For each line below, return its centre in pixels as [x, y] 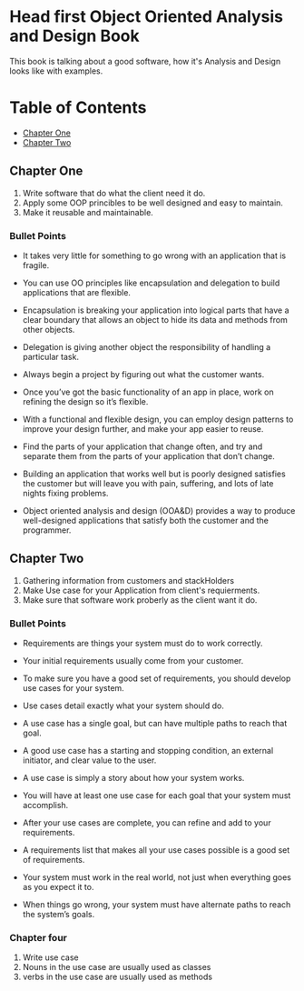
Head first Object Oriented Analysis [147, 17]
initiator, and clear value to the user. [89, 760]
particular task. [51, 356]
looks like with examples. [56, 71]
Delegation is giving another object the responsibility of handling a [147, 346]
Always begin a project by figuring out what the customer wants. [143, 374]
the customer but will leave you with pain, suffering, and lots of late [148, 483]
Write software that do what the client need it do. [114, 193]
